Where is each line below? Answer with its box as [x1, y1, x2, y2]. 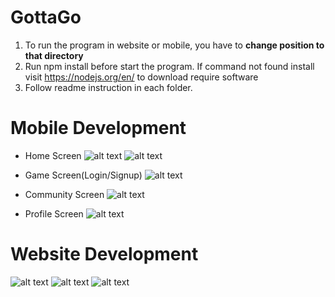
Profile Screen [24, 207, 84, 220]
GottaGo [10, 6, 82, 29]
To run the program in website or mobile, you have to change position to [24, 39, 325, 51]
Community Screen [24, 188, 105, 200]
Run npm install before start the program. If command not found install [24, 60, 315, 72]
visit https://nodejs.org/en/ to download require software [24, 71, 259, 83]
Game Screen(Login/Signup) [24, 169, 143, 181]
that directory [24, 49, 84, 61]
